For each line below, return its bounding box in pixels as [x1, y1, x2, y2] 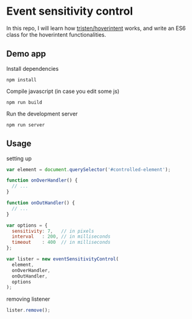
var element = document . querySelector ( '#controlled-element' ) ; [6, 166, 171, 172]
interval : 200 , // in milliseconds [12, 233, 111, 240]
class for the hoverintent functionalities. [6, 31, 106, 38]
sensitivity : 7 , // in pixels [12, 228, 95, 234]
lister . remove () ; [6, 307, 51, 313]
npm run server [6, 122, 45, 128]
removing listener [6, 295, 51, 303]
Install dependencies [6, 65, 59, 72]
